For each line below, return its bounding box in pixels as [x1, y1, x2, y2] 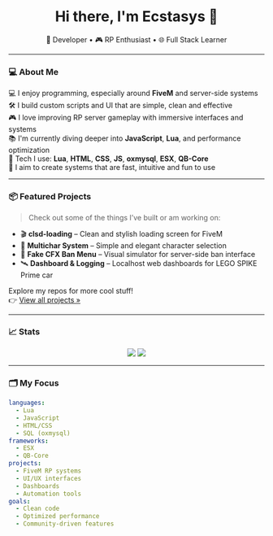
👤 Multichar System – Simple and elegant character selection [19, 240, 227, 251]
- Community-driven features [15, 520, 115, 528]
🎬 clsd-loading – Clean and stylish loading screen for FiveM [19, 229, 223, 238]
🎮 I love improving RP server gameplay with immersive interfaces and [8, 113, 244, 123]
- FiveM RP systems [15, 467, 82, 475]
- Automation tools [15, 490, 82, 498]
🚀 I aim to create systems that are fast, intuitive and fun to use [8, 163, 216, 172]
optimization [8, 146, 50, 155]
